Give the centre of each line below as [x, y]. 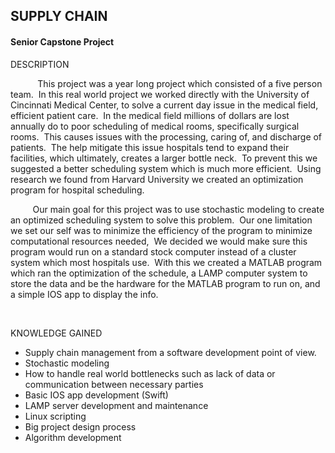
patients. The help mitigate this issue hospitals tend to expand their [150, 147]
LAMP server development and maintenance [116, 405]
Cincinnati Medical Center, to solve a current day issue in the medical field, [164, 105]
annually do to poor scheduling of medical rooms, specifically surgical [155, 126]
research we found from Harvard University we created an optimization [157, 179]
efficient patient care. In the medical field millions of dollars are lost [150, 115]
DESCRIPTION [40, 64]
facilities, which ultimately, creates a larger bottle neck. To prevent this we [164, 158]
